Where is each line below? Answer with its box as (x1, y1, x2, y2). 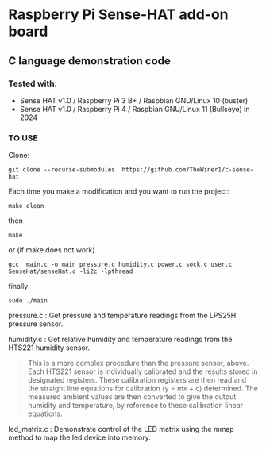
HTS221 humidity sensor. (8, 343, 91, 352)
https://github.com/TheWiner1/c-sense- (121, 166, 254, 174)
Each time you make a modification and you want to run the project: (8, 187, 229, 196)
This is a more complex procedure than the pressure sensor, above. (27, 359, 249, 368)
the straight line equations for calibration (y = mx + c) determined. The (27, 383, 259, 394)
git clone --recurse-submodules (8, 166, 115, 174)
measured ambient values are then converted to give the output (27, 392, 237, 402)
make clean (8, 202, 44, 210)
